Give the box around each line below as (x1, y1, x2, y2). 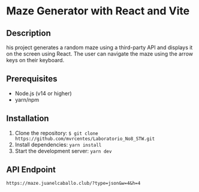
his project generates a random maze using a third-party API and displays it (6, 44, 193, 51)
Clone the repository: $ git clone (14, 129, 99, 136)
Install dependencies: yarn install (14, 141, 102, 148)
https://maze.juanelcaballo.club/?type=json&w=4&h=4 (6, 181, 141, 187)
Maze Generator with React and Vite (6, 4, 190, 18)
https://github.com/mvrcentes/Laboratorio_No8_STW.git (14, 136, 155, 142)
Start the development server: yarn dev (14, 147, 112, 154)
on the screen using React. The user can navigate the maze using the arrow (6, 50, 194, 57)
